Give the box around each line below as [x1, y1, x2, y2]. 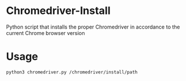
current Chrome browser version [6, 29, 85, 36]
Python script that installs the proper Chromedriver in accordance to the [6, 23, 180, 30]
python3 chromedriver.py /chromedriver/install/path [6, 69, 138, 75]
